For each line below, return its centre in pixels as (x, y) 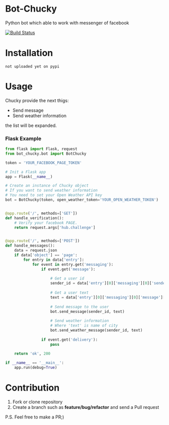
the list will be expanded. (31, 125)
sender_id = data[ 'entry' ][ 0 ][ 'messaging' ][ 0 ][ (101, 284)
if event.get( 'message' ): (68, 269)
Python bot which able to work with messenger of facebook (67, 23)
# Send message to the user (79, 307)
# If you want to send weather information (52, 191)
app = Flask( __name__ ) (29, 177)
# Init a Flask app (26, 172)
